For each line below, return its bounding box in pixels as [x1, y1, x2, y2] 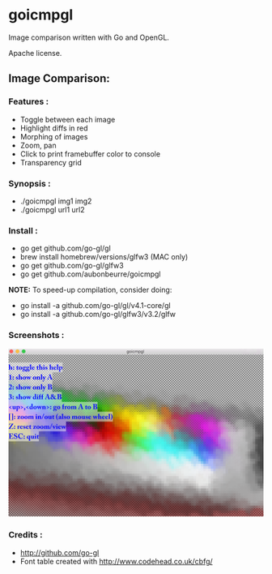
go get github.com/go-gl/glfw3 [19, 261, 124, 271]
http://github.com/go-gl [19, 547, 100, 557]
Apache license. [8, 48, 62, 58]
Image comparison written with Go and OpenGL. [8, 32, 170, 42]
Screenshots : [8, 330, 65, 341]
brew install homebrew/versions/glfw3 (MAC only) [19, 252, 189, 262]
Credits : [8, 529, 43, 541]
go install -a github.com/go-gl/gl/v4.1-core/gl [19, 301, 172, 311]
